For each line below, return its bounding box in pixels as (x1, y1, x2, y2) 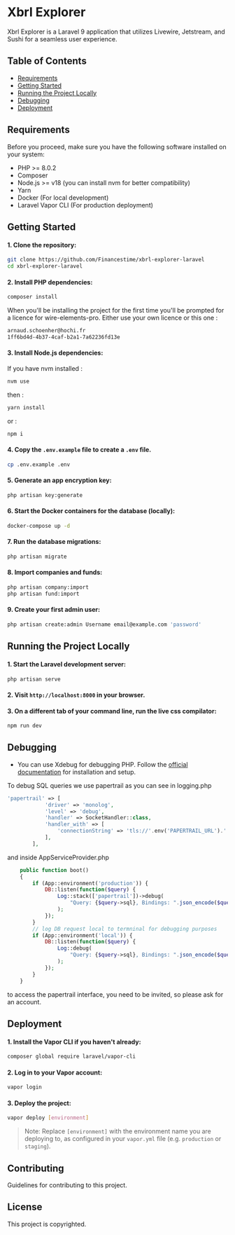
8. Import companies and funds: (7, 568, 103, 577)
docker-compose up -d (7, 522, 71, 529)
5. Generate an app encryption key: (7, 476, 112, 484)
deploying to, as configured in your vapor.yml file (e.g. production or (24, 1135, 222, 1143)
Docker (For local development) (17, 193, 109, 202)
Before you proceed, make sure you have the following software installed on (7, 142, 227, 151)
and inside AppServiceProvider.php (7, 853, 110, 861)
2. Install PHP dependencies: (7, 278, 93, 286)
